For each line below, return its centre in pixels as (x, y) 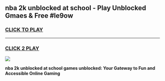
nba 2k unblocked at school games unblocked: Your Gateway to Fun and (80, 68)
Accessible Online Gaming (33, 73)
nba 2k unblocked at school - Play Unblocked (76, 8)
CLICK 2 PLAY (22, 48)
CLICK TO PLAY (24, 30)
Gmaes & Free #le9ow (39, 16)
